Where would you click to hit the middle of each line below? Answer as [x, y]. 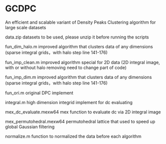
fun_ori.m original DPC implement [39, 93]
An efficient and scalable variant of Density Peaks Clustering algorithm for [81, 22]
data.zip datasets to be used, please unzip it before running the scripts [77, 37]
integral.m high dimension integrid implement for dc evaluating [69, 102]
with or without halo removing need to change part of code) [66, 68]
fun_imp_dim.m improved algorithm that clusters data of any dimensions [79, 77]
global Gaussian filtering [30, 127]
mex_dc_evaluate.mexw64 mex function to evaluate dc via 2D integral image [83, 112]
